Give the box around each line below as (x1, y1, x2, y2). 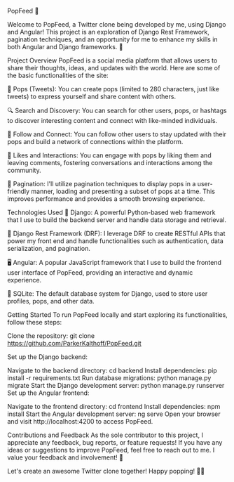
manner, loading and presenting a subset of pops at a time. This (31, 187, 216, 195)
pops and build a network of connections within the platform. (7, 138, 184, 145)
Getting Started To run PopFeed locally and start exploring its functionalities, (7, 311, 228, 319)
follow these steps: (7, 318, 62, 326)
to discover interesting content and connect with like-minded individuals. (7, 117, 218, 124)
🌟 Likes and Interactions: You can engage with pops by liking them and (7, 151, 212, 159)
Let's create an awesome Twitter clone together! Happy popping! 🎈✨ (7, 467, 205, 475)
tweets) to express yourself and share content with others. (7, 92, 177, 100)
